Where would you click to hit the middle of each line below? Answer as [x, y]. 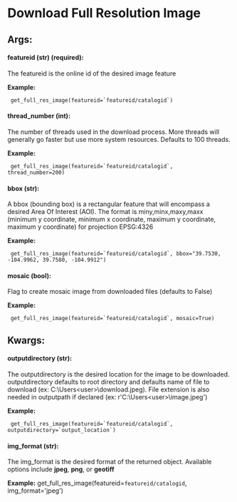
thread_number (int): [39, 116]
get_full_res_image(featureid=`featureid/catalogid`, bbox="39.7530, [116, 254]
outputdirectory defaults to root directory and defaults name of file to [109, 381]
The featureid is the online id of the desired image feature [92, 73]
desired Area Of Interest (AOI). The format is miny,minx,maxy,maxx [105, 212]
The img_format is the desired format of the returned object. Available [110, 462]
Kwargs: [26, 340]
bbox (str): [23, 188]
